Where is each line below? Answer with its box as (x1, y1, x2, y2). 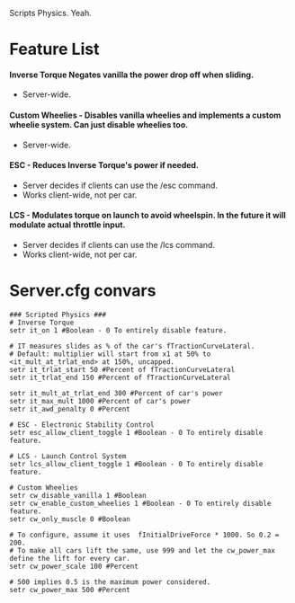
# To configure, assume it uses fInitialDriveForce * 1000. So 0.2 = (9, 530, 280, 539)
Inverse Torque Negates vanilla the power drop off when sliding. (9, 69, 255, 80)
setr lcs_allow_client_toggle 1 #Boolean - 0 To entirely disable (9, 459, 264, 468)
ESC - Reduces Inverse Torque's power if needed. (9, 160, 200, 171)
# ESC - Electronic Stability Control (9, 420, 155, 430)
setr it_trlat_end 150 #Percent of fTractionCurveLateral (9, 373, 231, 382)
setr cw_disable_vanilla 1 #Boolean (9, 491, 147, 500)
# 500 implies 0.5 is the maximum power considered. (9, 577, 211, 587)
